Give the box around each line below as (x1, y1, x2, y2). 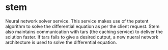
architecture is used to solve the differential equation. (5, 39, 117, 45)
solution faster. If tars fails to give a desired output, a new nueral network (5, 34, 159, 40)
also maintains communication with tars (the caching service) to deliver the (5, 28, 163, 34)
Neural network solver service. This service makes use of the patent (5, 18, 149, 24)
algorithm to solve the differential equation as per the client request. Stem (5, 23, 160, 29)
